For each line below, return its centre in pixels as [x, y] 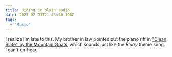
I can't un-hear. [22, 50]
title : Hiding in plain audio [38, 10]
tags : [11, 20]
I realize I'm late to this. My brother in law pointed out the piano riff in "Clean [86, 39]
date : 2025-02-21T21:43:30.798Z [40, 15]
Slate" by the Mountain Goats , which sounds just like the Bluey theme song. [85, 45]
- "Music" [20, 24]
